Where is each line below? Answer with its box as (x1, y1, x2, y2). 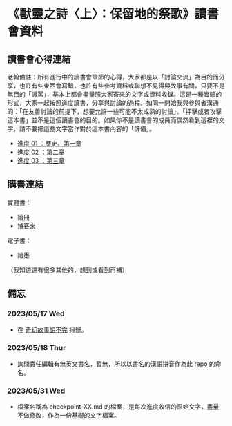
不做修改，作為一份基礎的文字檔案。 (17, 412, 121, 420)
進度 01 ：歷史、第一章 (17, 139, 82, 147)
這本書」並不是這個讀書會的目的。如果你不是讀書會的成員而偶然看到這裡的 (7, 116, 219, 124)
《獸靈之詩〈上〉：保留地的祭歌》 (7, 6, 195, 22)
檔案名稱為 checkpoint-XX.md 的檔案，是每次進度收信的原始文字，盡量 (17, 403, 220, 411)
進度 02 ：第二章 (17, 148, 66, 156)
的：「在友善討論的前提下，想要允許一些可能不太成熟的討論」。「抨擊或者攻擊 (7, 108, 222, 115)
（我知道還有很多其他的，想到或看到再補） (7, 265, 128, 273)
